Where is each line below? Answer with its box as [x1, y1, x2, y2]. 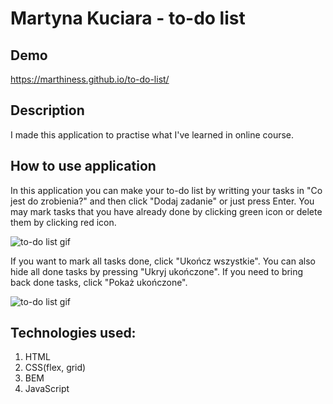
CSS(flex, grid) [24, 362, 87, 374]
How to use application [10, 158, 157, 175]
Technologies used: [10, 325, 137, 342]
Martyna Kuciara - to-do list [10, 7, 246, 30]
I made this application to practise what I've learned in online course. [10, 128, 295, 141]
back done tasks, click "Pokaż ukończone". [10, 276, 188, 288]
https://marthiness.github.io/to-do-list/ [10, 73, 170, 85]
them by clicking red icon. [10, 216, 117, 228]
